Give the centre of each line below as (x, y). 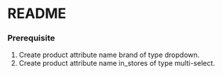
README (37, 14)
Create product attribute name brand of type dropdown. (109, 55)
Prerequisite (31, 38)
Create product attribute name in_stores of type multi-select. (117, 63)
